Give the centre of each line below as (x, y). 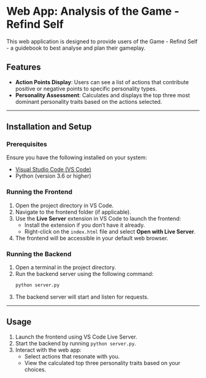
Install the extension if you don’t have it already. (85, 225)
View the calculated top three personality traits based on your (102, 363)
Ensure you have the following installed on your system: (77, 157)
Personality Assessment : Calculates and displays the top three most (102, 95)
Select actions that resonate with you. (72, 356)
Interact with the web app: (48, 350)
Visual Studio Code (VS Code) (53, 170)
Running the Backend (39, 254)
